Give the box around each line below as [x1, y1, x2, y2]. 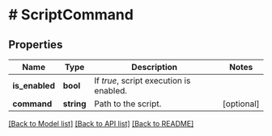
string [62, 98, 87, 109]
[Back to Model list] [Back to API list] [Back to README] [8, 119, 194, 128]
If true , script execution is [94, 75, 191, 86]
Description [131, 62, 178, 72]
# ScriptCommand [8, 6, 134, 24]
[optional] [222, 98, 260, 109]
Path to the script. [94, 98, 162, 109]
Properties [8, 38, 63, 52]
